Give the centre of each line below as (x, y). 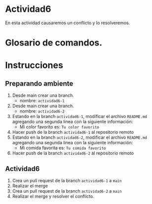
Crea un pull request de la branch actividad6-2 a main (67, 191)
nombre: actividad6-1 (42, 101)
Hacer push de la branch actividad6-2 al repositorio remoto (73, 153)
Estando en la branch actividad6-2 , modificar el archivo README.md (79, 137)
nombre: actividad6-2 (42, 111)
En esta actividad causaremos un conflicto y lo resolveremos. (68, 23)
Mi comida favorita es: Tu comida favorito (63, 148)
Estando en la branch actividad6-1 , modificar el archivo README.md (79, 117)
